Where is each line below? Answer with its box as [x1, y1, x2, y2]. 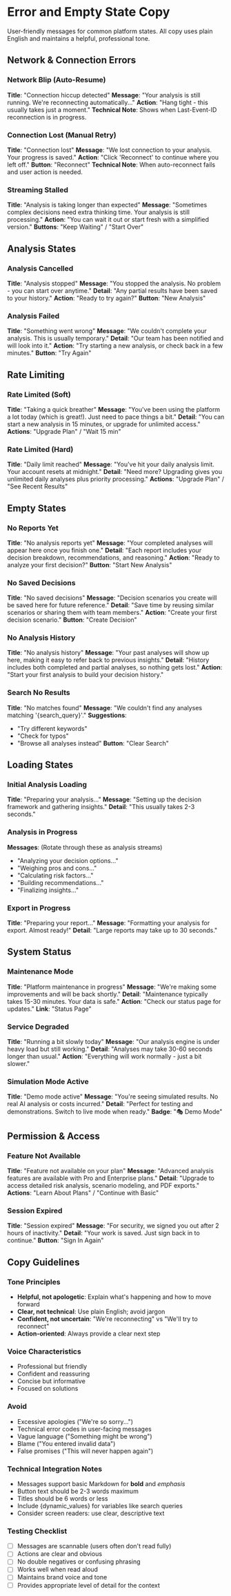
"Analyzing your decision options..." [17, 856, 119, 864]
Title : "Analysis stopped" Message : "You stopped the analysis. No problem [7, 279, 221, 287]
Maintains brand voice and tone [17, 1573, 108, 1581]
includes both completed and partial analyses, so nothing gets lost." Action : [7, 663, 223, 672]
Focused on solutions [17, 1385, 79, 1393]
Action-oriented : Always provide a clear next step [17, 1329, 161, 1338]
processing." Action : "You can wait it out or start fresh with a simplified [7, 216, 209, 224]
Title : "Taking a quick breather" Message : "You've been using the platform [7, 405, 221, 413]
